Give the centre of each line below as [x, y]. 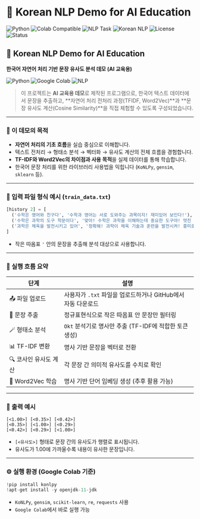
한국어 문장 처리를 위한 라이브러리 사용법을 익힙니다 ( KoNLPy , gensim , [94, 167]
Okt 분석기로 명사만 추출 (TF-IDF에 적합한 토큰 [126, 326]
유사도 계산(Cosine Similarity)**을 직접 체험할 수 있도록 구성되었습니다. [110, 108]
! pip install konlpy [32, 484]
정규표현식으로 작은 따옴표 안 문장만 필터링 [120, 315]
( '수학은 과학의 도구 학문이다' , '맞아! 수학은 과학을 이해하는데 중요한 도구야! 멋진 [101, 221]
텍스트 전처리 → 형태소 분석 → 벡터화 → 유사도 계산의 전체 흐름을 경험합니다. [104, 152]
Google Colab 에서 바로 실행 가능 [52, 509]
